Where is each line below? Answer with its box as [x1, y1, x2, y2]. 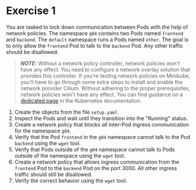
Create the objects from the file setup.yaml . [14, 108, 119, 116]
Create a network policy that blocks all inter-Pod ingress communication [14, 121, 189, 128]
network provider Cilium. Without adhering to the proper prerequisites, [20, 84, 190, 91]
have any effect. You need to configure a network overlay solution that [20, 66, 190, 73]
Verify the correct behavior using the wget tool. [14, 177, 128, 184]
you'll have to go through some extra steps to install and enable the [20, 78, 183, 86]
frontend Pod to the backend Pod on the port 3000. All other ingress [14, 164, 177, 171]
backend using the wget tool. [14, 140, 81, 147]
